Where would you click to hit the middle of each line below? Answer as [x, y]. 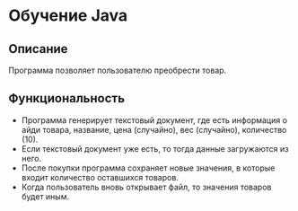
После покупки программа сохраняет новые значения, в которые [148, 168]
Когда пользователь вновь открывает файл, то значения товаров [146, 187]
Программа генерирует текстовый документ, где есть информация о [154, 120]
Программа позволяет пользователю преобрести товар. [118, 70]
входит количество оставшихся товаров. [100, 177]
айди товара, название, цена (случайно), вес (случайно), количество [154, 129]
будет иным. [45, 196]
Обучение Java [68, 16]
